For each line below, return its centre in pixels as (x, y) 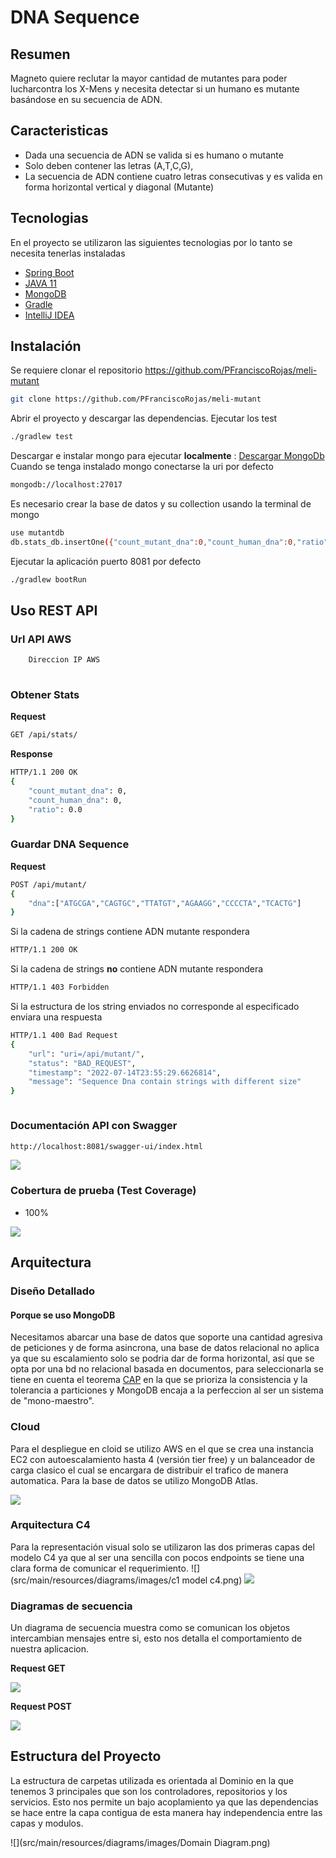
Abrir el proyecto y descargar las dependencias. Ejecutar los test (144, 418)
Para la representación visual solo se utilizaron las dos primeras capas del (162, 1547)
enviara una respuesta (56, 1017)
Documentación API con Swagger (94, 1126)
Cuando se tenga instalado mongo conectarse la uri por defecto (142, 467)
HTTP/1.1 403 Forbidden (60, 987)
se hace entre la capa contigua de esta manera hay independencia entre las (166, 1812)
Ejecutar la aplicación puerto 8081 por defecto (106, 561)
